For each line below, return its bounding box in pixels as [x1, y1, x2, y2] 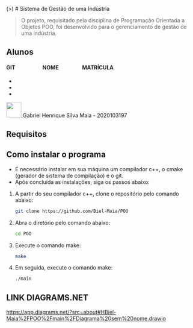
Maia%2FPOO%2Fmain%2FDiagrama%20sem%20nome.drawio [6, 315, 167, 322]
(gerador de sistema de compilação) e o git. [14, 172, 124, 179]
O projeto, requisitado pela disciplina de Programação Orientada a [20, 17, 185, 24]
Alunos [6, 47, 34, 57]
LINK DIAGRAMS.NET [6, 292, 89, 303]
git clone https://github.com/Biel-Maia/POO [14, 208, 129, 214]
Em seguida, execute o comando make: [14, 264, 113, 271]
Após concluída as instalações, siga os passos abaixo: [14, 178, 150, 186]
